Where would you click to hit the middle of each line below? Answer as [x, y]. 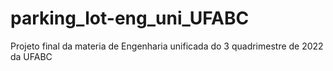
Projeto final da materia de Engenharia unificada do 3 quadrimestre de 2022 [167, 46]
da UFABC [31, 56]
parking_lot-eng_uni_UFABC [130, 18]
